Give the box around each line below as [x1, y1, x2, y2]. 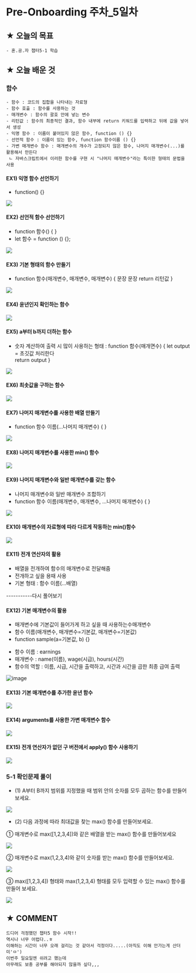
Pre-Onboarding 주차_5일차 [6, 5, 138, 19]
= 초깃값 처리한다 [14, 349, 55, 357]
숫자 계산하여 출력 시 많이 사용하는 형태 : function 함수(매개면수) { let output [14, 342, 190, 349]
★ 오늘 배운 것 [6, 65, 56, 75]
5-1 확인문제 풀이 [6, 773, 52, 781]
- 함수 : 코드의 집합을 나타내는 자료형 [6, 99, 88, 105]
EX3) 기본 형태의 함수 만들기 [6, 260, 70, 268]
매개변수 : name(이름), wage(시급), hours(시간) [14, 655, 124, 663]
